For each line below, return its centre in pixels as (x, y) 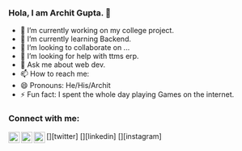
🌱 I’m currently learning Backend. (76, 39)
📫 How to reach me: (55, 74)
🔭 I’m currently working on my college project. (97, 31)
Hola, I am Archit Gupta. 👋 (60, 13)
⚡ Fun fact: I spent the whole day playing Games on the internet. (127, 94)
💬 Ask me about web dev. (63, 65)
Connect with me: (44, 119)
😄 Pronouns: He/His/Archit (65, 86)
